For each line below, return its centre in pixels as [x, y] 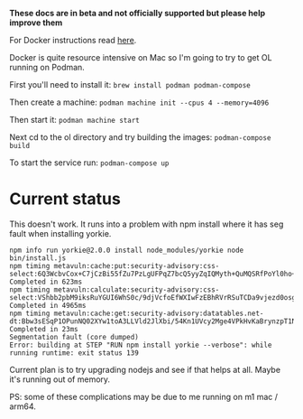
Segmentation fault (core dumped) [74, 337]
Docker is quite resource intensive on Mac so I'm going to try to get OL [141, 57]
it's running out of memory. [60, 379]
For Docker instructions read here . [73, 40]
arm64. [23, 406]
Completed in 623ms [46, 282]
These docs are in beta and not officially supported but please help [138, 13]
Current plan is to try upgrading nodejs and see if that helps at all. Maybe [145, 369]
